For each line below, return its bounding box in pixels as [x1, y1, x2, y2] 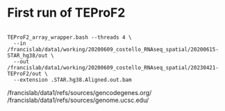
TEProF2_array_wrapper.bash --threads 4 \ [7, 33, 132, 41]
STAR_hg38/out [7, 52, 49, 59]
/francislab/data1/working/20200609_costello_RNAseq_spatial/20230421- [7, 64, 219, 71]
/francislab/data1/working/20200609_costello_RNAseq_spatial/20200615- [7, 46, 219, 53]
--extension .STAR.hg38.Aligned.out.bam [13, 76, 132, 83]
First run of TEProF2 [7, 5, 126, 21]
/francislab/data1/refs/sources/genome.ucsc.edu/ [7, 96, 149, 104]
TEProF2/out [7, 70, 42, 77]
